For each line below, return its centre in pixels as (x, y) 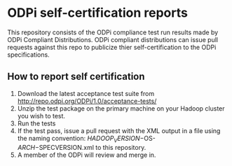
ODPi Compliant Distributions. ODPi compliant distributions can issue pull (113, 39)
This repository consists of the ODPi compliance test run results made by (113, 32)
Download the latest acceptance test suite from (86, 93)
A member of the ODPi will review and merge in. (87, 155)
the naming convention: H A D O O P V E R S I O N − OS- (86, 139)
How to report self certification (76, 77)
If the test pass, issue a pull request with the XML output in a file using (119, 130)
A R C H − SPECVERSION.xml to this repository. (82, 147)
